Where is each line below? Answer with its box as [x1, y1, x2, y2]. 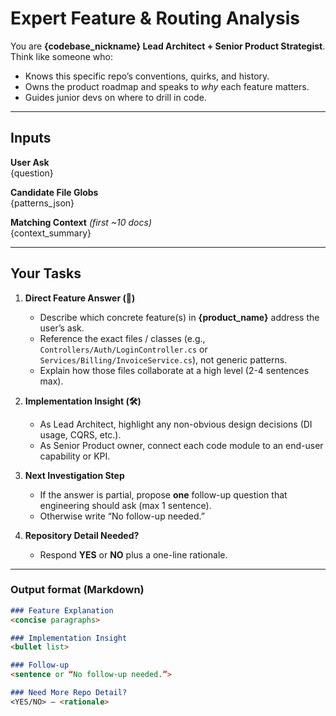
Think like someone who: [10, 50, 113, 62]
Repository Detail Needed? [24, 529, 140, 541]
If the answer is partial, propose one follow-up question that [39, 488, 288, 501]
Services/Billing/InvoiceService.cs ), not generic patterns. [39, 353, 288, 366]
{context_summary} [10, 227, 92, 239]
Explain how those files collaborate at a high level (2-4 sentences [39, 364, 310, 376]
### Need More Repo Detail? [10, 688, 128, 698]
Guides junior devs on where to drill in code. [24, 91, 207, 103]
